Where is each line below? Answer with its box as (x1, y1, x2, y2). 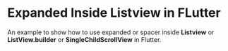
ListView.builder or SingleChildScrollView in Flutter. (7, 35, 162, 43)
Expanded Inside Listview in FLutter (7, 5, 221, 21)
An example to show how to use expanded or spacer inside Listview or (7, 28, 215, 36)
